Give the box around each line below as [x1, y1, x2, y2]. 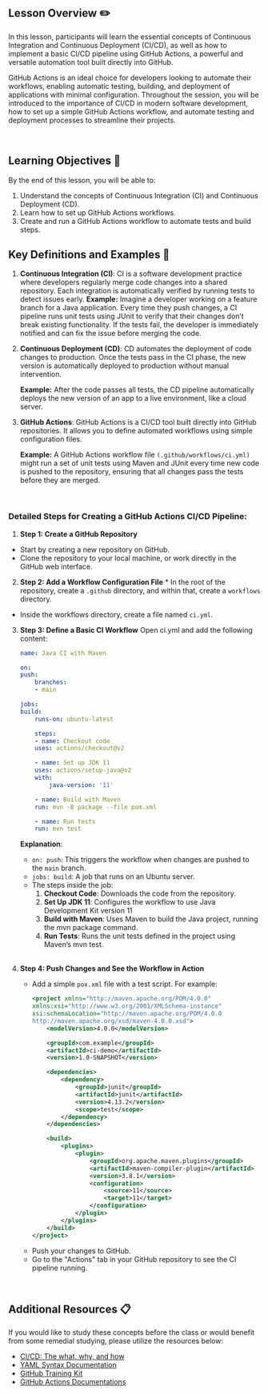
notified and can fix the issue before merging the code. [19, 329, 202, 338]
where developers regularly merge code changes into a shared [19, 278, 228, 287]
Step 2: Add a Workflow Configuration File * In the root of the [19, 577, 226, 586]
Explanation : [19, 839, 63, 849]
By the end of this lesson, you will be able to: [8, 175, 156, 185]
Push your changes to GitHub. [31, 1246, 131, 1256]
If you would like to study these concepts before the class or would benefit [8, 1328, 254, 1337]
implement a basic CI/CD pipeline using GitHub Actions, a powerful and [8, 49, 244, 58]
